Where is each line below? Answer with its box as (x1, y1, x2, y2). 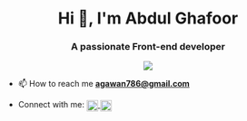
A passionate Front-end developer (71, 41, 225, 53)
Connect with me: (17, 99, 84, 110)
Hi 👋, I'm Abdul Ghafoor (57, 8, 239, 29)
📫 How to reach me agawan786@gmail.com (17, 79, 191, 89)
